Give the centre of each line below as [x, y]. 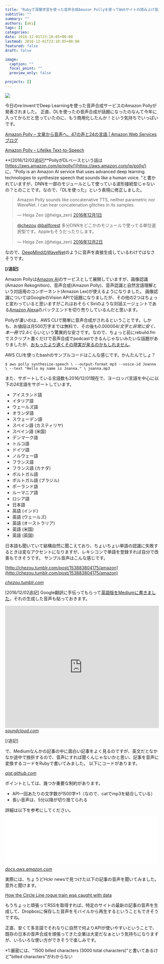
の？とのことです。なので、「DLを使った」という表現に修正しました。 [75, 190]
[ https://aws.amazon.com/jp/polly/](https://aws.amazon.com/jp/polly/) [76, 166]
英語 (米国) [23, 529]
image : [12, 59]
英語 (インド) [25, 511]
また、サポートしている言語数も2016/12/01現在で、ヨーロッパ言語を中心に [80, 378]
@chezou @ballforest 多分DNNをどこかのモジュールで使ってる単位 [84, 225]
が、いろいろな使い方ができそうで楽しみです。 [52, 940]
